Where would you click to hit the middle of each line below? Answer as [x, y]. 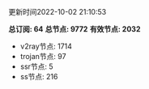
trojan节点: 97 [43, 56]
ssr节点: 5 [37, 66]
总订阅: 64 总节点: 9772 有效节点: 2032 [74, 29]
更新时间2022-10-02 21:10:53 [57, 12]
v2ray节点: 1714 [46, 46]
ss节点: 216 [39, 76]
